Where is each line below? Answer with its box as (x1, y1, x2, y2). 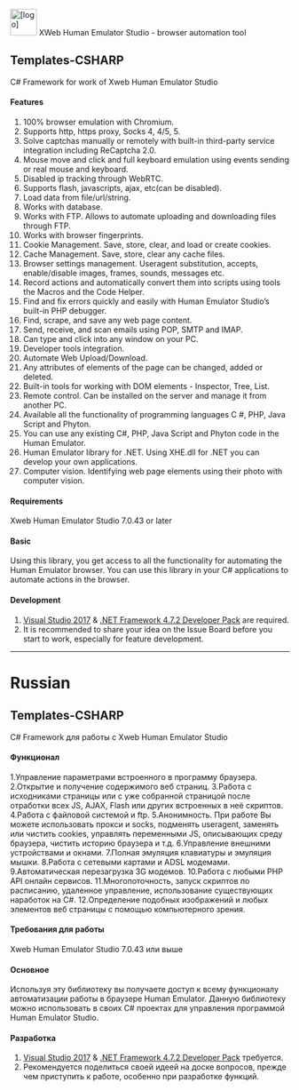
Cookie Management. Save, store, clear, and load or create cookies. (22, 240, 271, 251)
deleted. (22, 371, 54, 382)
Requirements (10, 496, 64, 506)
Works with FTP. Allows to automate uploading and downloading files (22, 211, 277, 222)
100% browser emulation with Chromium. (22, 116, 175, 128)
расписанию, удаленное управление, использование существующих (10, 885, 273, 895)
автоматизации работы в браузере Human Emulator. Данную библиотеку (10, 993, 287, 1004)
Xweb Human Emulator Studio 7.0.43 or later (10, 515, 172, 526)
